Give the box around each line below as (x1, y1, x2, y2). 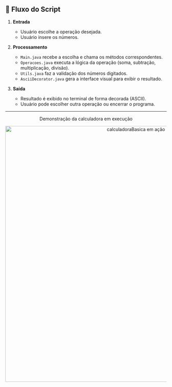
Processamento (12, 44, 48, 50)
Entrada (12, 18, 30, 25)
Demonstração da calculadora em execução (39, 116, 133, 122)
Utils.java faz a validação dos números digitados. (20, 70, 128, 76)
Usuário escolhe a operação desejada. (20, 29, 102, 35)
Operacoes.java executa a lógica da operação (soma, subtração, (20, 59, 156, 66)
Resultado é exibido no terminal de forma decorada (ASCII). (20, 95, 146, 101)
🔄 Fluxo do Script (5, 5, 60, 14)
